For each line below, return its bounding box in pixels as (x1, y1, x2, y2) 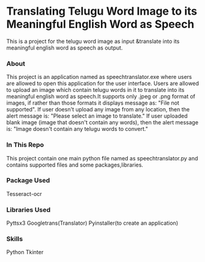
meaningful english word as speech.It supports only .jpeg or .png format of (6, 93, 196, 100)
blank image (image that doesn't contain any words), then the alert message (6, 119, 199, 126)
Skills (6, 234, 23, 243)
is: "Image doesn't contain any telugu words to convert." (6, 125, 148, 133)
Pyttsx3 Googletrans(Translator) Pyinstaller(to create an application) (6, 219, 179, 227)
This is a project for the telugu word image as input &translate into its (6, 37, 180, 45)
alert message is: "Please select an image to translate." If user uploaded (6, 112, 188, 120)
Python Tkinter (6, 249, 44, 256)
